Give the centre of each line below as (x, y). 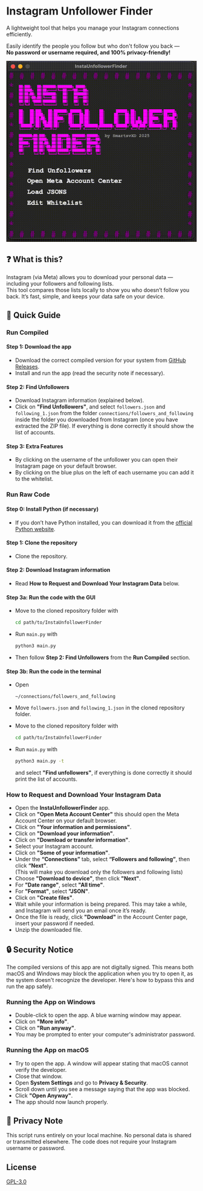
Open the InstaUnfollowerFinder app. (62, 808)
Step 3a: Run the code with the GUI (51, 597)
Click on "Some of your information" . (62, 853)
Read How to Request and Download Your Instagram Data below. (97, 583)
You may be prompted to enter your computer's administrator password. (105, 1034)
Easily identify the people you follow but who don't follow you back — (93, 46)
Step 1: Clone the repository (42, 543)
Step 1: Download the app (39, 347)
